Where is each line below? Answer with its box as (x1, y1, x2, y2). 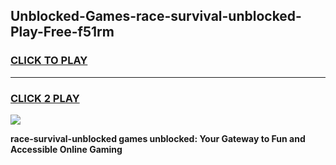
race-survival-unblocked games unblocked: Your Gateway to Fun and (10, 132, 306, 144)
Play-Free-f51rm (10, 24, 115, 41)
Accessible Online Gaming (10, 143, 123, 155)
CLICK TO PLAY (10, 54, 88, 68)
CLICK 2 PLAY (10, 91, 80, 105)
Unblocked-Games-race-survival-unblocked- (10, 8, 302, 25)
